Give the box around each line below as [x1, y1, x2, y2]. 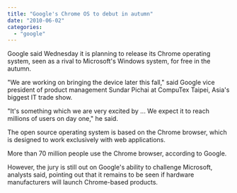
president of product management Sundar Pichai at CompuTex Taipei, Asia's [7, 86, 230, 94]
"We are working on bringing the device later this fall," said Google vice [7, 78, 215, 87]
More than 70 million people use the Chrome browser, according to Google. [7, 149, 227, 158]
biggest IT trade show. [7, 93, 73, 102]
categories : [7, 23, 42, 30]
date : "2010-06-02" [7, 17, 65, 24]
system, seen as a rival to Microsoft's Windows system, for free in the [7, 57, 211, 66]
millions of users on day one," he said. [7, 115, 119, 123]
